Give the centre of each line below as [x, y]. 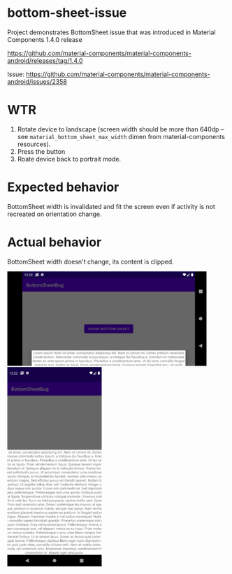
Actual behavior [55, 242]
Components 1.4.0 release [45, 39]
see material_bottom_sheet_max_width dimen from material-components [121, 136]
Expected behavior [63, 187]
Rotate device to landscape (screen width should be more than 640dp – [121, 129]
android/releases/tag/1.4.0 [45, 60]
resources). [34, 144]
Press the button [41, 151]
